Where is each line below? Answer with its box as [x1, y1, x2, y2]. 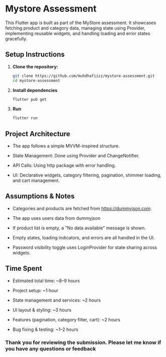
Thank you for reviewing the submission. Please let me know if [5, 339, 161, 346]
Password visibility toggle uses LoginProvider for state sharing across [12, 244, 157, 250]
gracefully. [5, 36, 28, 42]
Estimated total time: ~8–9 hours [12, 278, 80, 284]
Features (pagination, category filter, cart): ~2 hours [12, 316, 121, 322]
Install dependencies [12, 87, 58, 93]
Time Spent [5, 264, 42, 273]
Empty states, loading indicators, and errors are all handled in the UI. [12, 234, 155, 240]
